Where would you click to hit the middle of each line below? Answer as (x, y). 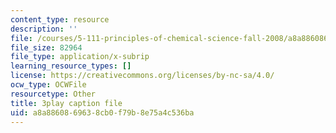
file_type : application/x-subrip (80, 57)
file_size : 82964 (46, 47)
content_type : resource (60, 19)
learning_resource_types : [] (71, 66)
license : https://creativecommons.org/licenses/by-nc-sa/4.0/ (142, 76)
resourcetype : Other (53, 94)
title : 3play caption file (66, 103)
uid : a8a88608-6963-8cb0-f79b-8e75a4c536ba (102, 112)
